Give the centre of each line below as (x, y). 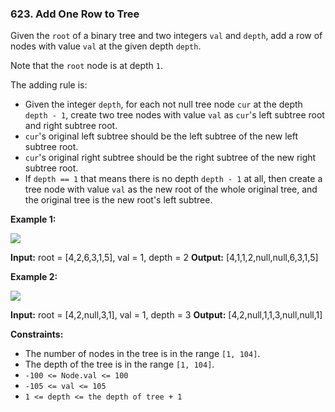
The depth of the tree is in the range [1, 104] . (119, 364)
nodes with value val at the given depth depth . (106, 46)
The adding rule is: (49, 85)
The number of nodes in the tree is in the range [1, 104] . (142, 354)
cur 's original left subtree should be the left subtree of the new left (161, 136)
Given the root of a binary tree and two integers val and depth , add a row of (166, 36)
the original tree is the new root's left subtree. (118, 200)
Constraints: (37, 334)
